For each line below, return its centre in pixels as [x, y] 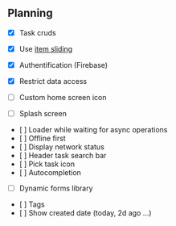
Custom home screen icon [63, 98]
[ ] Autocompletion [50, 173]
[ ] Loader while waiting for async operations [93, 130]
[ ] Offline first [42, 138]
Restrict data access [53, 81]
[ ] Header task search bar [63, 156]
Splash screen [43, 114]
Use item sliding [46, 48]
